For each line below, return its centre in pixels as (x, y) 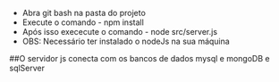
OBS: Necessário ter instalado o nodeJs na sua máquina (126, 41)
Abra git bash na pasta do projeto (84, 13)
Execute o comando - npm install (83, 22)
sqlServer (27, 68)
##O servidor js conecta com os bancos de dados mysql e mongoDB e (139, 58)
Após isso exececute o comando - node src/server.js (119, 32)
